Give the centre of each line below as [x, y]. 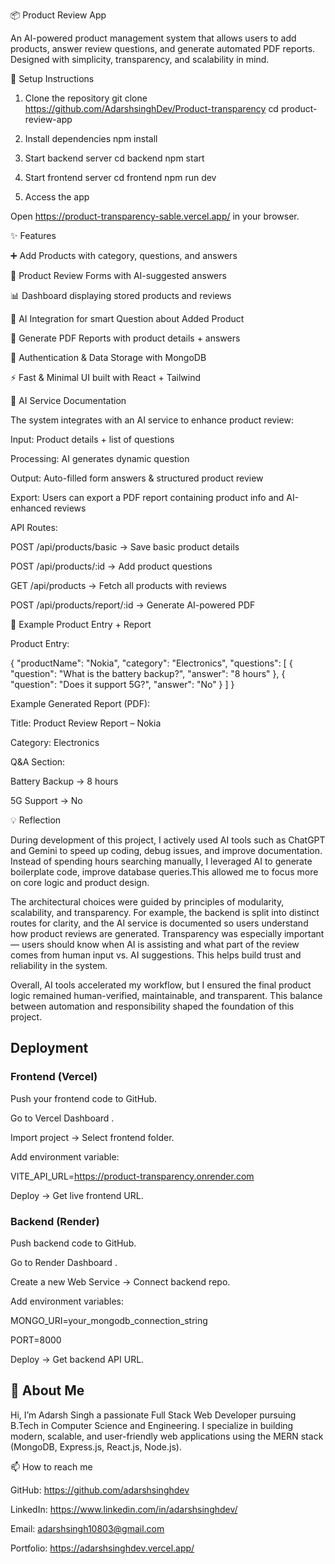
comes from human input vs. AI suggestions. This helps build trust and [156, 955]
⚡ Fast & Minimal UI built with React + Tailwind [105, 377]
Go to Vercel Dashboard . [62, 1118]
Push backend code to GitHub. [73, 1243]
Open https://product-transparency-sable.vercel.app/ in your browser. [155, 216]
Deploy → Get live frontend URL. [77, 1195]
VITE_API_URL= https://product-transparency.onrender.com [132, 1176]
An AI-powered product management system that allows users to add [153, 38]
